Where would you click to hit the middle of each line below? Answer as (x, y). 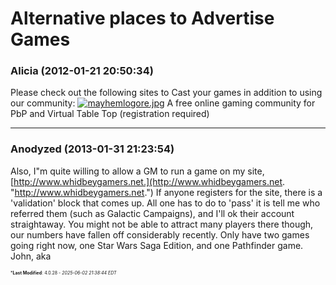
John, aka (31, 256)
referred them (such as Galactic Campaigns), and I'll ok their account (152, 213)
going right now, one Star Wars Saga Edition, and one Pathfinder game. (157, 245)
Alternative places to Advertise (142, 18)
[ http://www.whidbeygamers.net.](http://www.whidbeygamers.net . (148, 181)
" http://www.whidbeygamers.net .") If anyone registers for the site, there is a (166, 192)
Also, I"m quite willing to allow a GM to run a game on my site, (137, 171)
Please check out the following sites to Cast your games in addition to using (166, 93)
